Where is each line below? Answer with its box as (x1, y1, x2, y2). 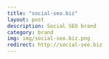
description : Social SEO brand (7, 22, 97, 29)
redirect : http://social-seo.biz (7, 41, 103, 48)
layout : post (7, 16, 45, 23)
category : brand (7, 28, 53, 36)
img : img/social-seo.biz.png (7, 35, 90, 42)
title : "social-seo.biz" (7, 9, 78, 17)
